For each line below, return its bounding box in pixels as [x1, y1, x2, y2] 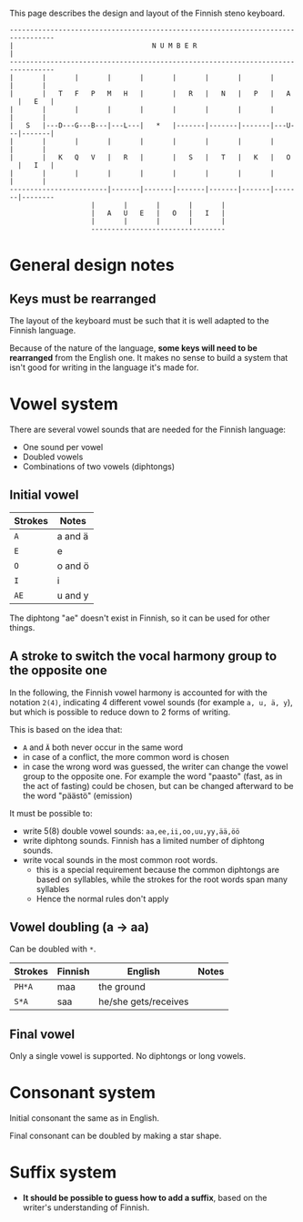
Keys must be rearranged [9, 291, 157, 306]
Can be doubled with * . [9, 943, 96, 955]
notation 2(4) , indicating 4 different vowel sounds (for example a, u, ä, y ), [9, 696, 293, 707]
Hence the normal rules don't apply [35, 893, 169, 904]
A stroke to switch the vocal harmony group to [9, 649, 278, 664]
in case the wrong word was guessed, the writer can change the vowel [22, 761, 288, 772]
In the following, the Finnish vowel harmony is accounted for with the [9, 687, 268, 698]
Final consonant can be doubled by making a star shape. [9, 1130, 222, 1142]
